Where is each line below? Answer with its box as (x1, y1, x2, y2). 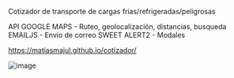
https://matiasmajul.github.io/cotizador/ (8, 46, 137, 54)
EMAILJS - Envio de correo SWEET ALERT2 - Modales (8, 31, 186, 39)
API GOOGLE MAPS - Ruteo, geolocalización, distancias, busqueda (8, 22, 227, 31)
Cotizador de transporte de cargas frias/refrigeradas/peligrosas (8, 7, 216, 16)
